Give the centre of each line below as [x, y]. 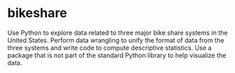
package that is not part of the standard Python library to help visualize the [117, 55]
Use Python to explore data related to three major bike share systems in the [118, 33]
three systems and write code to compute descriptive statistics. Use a [109, 47]
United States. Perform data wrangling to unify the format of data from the [116, 40]
